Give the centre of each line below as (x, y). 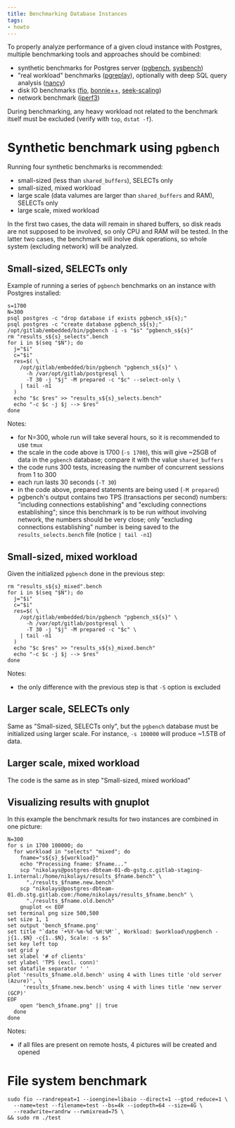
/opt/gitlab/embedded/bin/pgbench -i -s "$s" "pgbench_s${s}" (100, 331)
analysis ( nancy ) (41, 83)
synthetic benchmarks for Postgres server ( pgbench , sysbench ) (110, 68)
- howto (19, 27)
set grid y (23, 951)
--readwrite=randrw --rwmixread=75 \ (69, 1112)
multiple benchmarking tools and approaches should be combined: (104, 54)
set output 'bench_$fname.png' (53, 926)
